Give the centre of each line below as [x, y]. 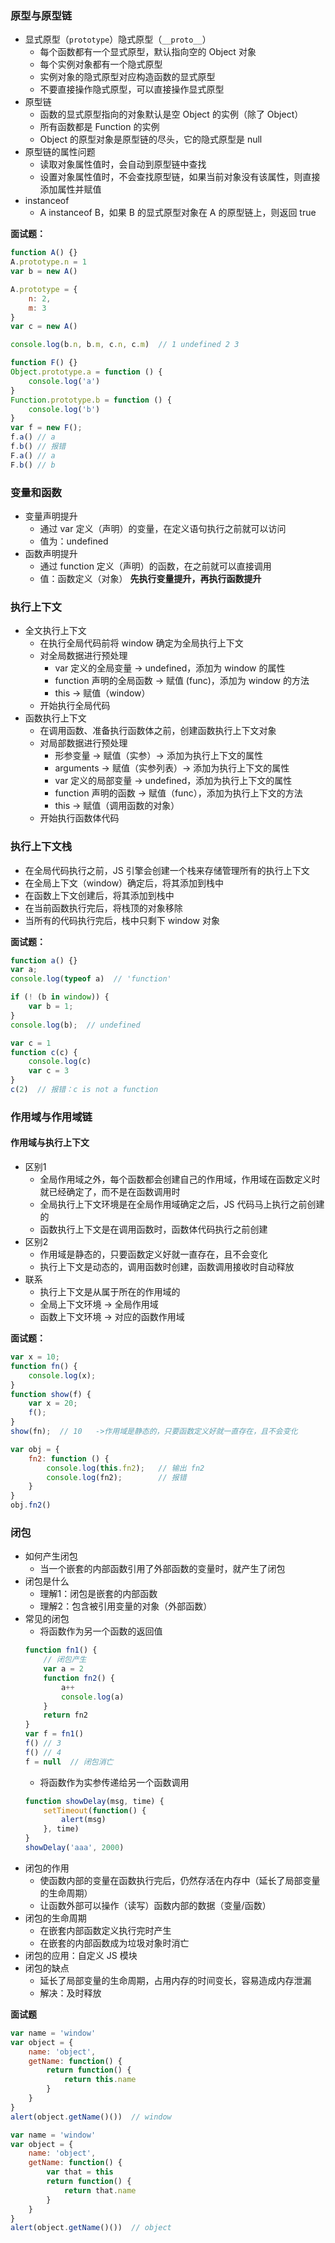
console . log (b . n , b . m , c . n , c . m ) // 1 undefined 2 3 [125, 345]
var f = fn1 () [54, 1734]
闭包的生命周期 [55, 1918]
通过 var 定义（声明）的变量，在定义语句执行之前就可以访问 [163, 528]
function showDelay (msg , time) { [94, 1801]
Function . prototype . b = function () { [91, 400]
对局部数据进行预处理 [83, 743]
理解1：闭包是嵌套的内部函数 [98, 1594]
